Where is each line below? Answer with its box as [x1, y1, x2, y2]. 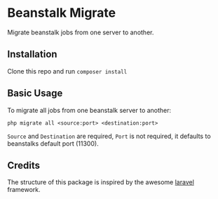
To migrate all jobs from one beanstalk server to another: [7, 106, 172, 114]
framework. [7, 186, 41, 194]
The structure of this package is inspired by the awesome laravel [7, 178, 195, 186]
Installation [7, 48, 57, 60]
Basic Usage [7, 88, 63, 99]
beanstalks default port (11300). [7, 139, 100, 148]
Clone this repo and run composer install [7, 67, 128, 75]
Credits [7, 159, 41, 171]
